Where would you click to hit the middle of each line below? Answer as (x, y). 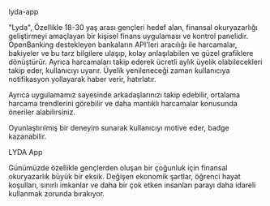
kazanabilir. (28, 136)
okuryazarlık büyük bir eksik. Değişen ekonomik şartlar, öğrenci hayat (124, 176)
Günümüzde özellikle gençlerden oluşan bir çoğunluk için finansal (118, 168)
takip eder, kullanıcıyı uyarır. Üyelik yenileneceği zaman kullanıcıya (119, 71)
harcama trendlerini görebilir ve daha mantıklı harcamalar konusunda (123, 103)
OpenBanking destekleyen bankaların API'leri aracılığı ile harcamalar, (123, 45)
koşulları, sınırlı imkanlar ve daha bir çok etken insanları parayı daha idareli (132, 185)
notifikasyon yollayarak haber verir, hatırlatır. (82, 79)
